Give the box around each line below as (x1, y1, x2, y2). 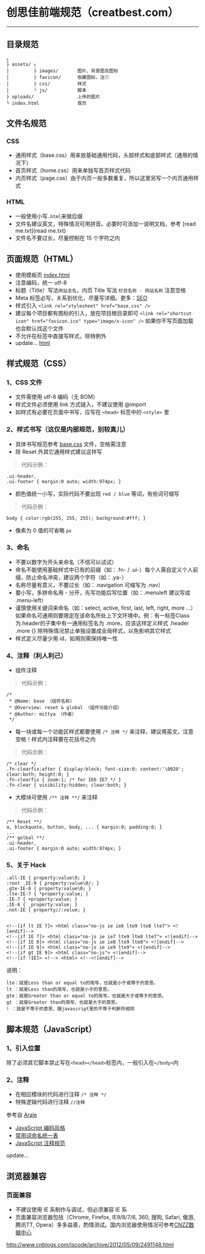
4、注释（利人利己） (6, 651, 67, 660)
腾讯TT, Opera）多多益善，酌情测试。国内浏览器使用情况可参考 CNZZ (15, 1221, 189, 1228)
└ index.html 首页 (6, 100, 87, 106)
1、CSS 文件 (6, 378, 43, 387)
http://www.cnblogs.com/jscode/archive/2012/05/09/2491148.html (6, 1241, 174, 1249)
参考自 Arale (6, 1111, 38, 1118)
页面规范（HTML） (6, 254, 78, 264)
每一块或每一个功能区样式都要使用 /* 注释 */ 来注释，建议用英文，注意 (15, 728, 194, 735)
